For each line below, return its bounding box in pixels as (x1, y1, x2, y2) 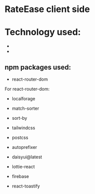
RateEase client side (4, 4, 90, 15)
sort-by (11, 115, 27, 121)
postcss (11, 134, 28, 140)
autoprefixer (11, 144, 37, 150)
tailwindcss (11, 124, 35, 131)
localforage (11, 95, 36, 101)
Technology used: (4, 27, 81, 38)
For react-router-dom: (4, 86, 50, 92)
